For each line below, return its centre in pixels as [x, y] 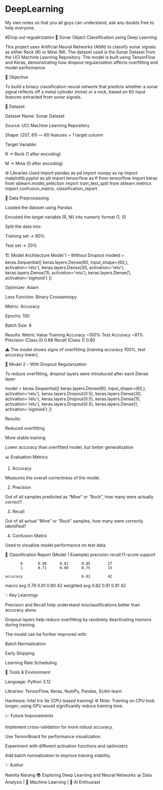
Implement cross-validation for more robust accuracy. [59, 727]
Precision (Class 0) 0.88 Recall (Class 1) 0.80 [50, 340]
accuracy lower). [22, 355]
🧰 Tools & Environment [28, 672]
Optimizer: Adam [22, 287]
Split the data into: [23, 226]
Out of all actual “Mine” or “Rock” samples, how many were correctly [74, 521]
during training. [20, 624]
